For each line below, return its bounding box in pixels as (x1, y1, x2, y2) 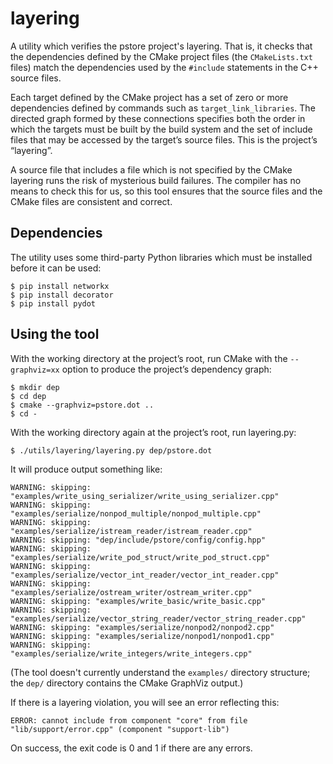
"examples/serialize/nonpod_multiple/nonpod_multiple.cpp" (10, 508, 262, 519)
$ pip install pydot (10, 298, 97, 309)
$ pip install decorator (10, 290, 114, 300)
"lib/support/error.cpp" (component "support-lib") (10, 724, 230, 734)
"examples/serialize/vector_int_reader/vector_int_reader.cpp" (10, 570, 280, 580)
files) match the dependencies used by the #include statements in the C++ (10, 61, 319, 73)
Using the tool (10, 326, 100, 343)
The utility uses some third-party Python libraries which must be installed (10, 251, 313, 263)
